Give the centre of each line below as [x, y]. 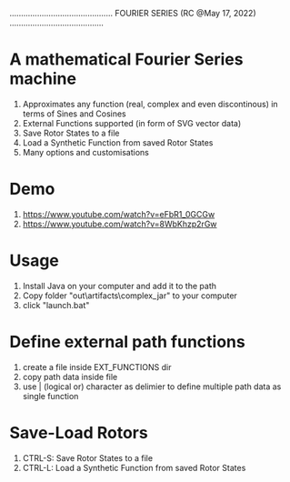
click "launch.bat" [56, 305]
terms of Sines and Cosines [74, 114]
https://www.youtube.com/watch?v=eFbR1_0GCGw [119, 214]
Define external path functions [127, 342]
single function [50, 396]
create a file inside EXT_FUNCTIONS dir [97, 367]
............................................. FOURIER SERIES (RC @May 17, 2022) [133, 13]
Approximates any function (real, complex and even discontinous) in [150, 104]
